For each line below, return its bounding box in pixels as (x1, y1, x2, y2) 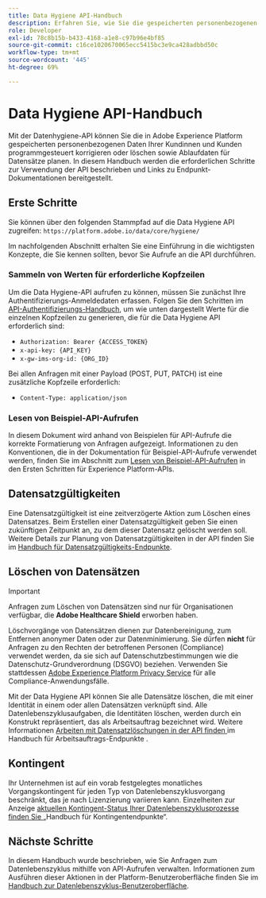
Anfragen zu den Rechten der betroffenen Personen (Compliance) (8, 642, 225, 652)
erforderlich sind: (8, 321, 65, 331)
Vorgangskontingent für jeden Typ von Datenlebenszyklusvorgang (8, 786, 226, 795)
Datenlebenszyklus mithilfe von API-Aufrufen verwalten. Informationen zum (8, 864, 256, 874)
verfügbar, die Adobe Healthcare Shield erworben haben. (8, 610, 199, 620)
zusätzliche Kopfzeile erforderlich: (8, 377, 121, 386)
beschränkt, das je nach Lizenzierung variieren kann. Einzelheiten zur (8, 795, 236, 804)
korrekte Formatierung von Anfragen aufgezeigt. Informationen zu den (8, 439, 238, 449)
